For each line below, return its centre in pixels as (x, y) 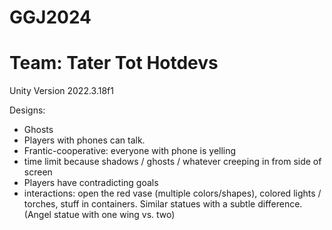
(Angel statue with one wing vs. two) (99, 215)
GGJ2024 (50, 17)
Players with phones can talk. (84, 140)
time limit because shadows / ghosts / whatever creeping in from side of (172, 162)
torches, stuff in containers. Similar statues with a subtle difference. (163, 204)
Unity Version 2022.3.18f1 (61, 91)
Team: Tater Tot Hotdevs (114, 63)
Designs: (27, 110)
